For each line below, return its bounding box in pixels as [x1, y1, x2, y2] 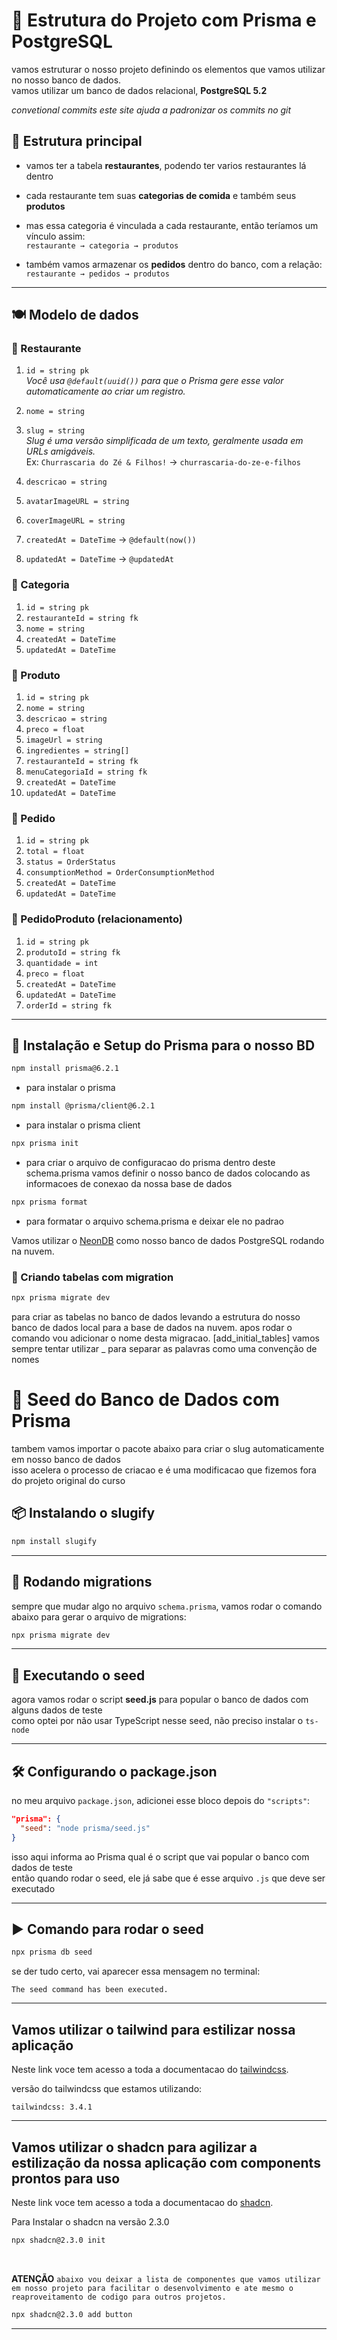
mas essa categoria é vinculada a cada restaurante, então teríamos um [25, 219, 319, 231]
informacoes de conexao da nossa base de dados [25, 1178, 233, 1190]
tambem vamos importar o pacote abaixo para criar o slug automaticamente [11, 1443, 325, 1455]
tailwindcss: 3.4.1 [11, 2102, 93, 2113]
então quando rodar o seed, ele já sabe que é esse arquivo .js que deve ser [11, 1872, 326, 1884]
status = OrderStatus [25, 857, 116, 868]
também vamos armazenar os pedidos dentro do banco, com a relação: [25, 258, 323, 270]
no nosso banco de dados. [11, 74, 122, 86]
